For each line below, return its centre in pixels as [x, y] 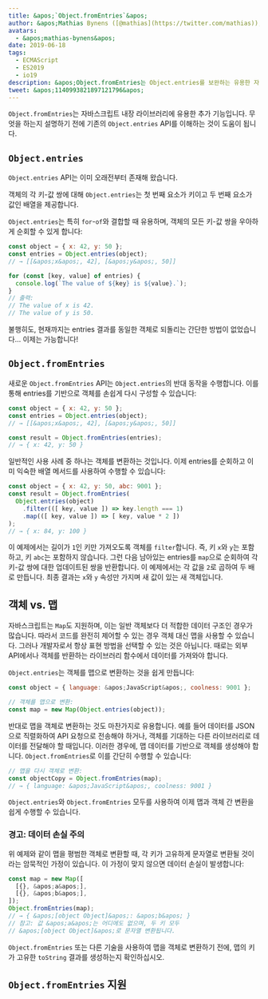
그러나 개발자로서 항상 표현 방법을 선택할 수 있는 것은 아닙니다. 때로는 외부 [134, 646]
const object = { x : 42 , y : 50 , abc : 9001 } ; [85, 487]
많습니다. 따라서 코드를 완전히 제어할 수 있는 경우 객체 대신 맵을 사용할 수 [121, 635]
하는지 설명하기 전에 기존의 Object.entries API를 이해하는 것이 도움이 [132, 124]
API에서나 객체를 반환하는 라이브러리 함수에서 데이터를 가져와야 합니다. [118, 655]
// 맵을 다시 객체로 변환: [45, 771]
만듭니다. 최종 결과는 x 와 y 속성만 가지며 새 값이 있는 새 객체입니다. [120, 577]
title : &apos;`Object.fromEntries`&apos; [78, 16]
